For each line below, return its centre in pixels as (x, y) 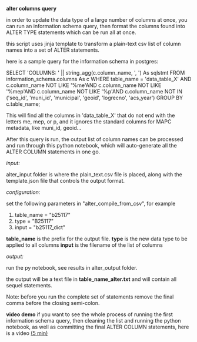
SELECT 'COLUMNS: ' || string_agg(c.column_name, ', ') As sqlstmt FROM (96, 73)
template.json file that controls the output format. (66, 181)
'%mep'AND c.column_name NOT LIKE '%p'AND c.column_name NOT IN (94, 91)
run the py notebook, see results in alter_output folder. (72, 268)
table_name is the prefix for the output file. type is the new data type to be (97, 239)
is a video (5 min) (27, 333)
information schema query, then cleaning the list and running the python (94, 321)
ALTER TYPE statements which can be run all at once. (71, 32)
